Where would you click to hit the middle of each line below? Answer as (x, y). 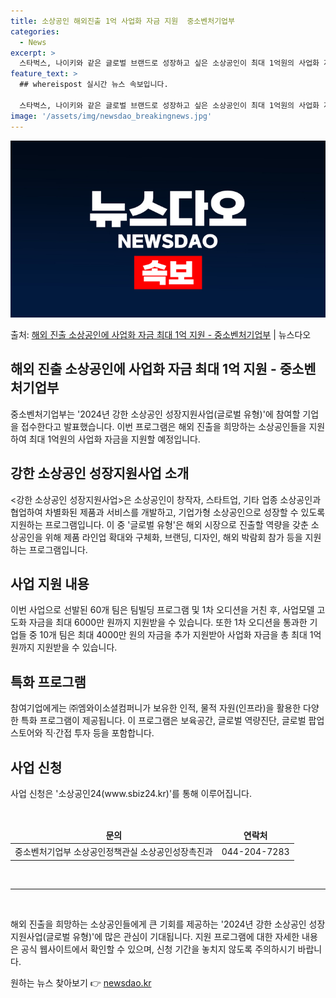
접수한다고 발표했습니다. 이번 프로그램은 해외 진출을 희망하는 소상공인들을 (163, 426)
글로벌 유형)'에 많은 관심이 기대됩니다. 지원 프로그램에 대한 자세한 (172, 936)
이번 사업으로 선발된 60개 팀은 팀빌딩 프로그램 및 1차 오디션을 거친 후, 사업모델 (162, 610)
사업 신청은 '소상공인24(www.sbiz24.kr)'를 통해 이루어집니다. (131, 794)
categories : (35, 31)
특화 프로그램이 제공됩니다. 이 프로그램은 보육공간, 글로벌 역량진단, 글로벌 (163, 721)
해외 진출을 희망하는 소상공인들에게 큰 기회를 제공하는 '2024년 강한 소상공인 (158, 924)
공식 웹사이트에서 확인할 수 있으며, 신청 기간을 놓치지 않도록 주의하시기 (158, 949)
